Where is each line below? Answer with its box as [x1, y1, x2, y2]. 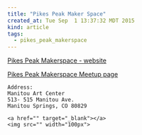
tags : [7, 30, 23, 38]
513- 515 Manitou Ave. [7, 97, 75, 104]
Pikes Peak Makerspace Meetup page [7, 70, 119, 79]
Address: [7, 84, 33, 91]
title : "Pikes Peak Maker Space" [7, 10, 106, 18]
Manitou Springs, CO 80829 [7, 102, 87, 110]
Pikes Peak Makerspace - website [7, 56, 106, 65]
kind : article [7, 23, 50, 31]
